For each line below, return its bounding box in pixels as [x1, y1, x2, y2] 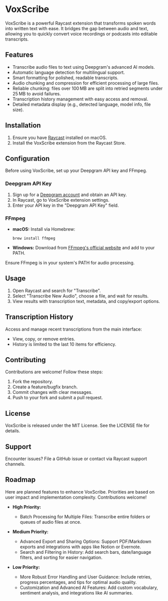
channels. [5, 461, 25, 467]
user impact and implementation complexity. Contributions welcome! [5, 494, 147, 500]
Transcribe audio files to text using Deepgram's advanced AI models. [12, 64, 155, 70]
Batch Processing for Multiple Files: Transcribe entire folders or [19, 513, 150, 520]
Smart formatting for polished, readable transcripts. [12, 74, 118, 81]
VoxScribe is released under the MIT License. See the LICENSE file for [5, 422, 150, 428]
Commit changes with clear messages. [12, 389, 92, 395]
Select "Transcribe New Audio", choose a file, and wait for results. [12, 292, 149, 299]
